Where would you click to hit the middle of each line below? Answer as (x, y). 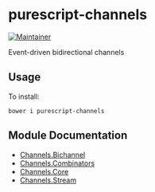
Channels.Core (44, 171)
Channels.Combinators (57, 163)
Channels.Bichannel (52, 155)
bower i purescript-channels (56, 111)
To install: (24, 96)
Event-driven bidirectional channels (66, 52)
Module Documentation (68, 136)
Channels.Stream (48, 180)
